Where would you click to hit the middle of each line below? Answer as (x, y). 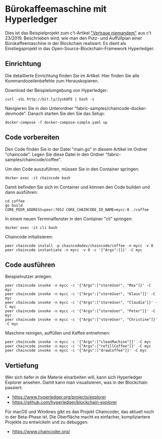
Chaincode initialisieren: (29, 237)
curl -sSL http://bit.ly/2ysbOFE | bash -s (50, 99)
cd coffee (15, 201)
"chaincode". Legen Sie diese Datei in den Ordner (55, 154)
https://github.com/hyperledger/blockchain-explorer (64, 402)
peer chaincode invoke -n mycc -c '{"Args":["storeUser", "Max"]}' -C (78, 286)
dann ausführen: (21, 192)
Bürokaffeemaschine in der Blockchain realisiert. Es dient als (66, 43)
